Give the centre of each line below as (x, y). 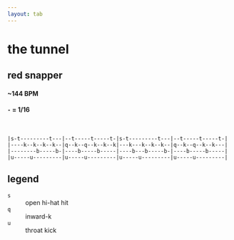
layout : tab (25, 14)
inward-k (39, 216)
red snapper (35, 75)
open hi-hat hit (47, 202)
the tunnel (38, 49)
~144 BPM (23, 93)
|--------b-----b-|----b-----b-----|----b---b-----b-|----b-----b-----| (118, 151)
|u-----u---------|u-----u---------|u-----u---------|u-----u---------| (118, 157)
